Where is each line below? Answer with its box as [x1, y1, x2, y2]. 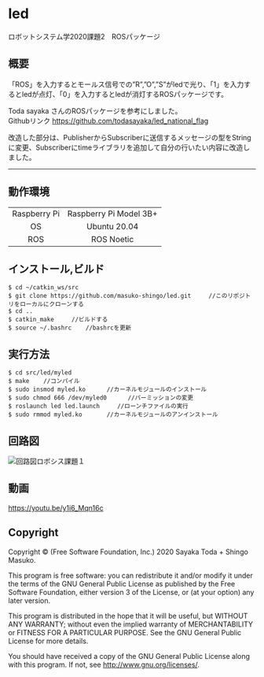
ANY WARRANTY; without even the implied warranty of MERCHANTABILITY [8, 619, 254, 629]
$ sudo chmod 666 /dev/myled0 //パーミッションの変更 [8, 394, 194, 402]
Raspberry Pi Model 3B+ [67, 208, 158, 219]
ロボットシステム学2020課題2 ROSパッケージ [8, 32, 161, 41]
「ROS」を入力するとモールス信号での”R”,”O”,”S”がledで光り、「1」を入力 [8, 80, 244, 89]
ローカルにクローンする [19, 300, 84, 308]
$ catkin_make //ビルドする [8, 316, 108, 324]
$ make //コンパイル [8, 378, 80, 385]
